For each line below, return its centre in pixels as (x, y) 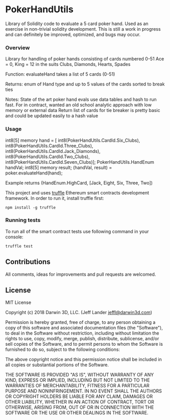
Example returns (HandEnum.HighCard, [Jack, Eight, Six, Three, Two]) (79, 183)
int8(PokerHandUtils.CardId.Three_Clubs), (49, 146)
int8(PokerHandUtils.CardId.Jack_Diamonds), (53, 151)
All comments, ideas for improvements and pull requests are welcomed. (81, 274)
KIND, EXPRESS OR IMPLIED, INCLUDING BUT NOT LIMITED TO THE (78, 380)
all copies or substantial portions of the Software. (57, 365)
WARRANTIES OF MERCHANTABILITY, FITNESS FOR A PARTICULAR (77, 386)
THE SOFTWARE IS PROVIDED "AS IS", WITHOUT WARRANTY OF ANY (80, 375)
